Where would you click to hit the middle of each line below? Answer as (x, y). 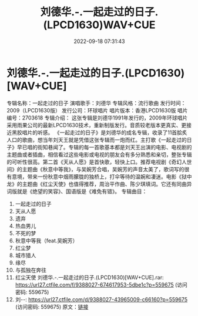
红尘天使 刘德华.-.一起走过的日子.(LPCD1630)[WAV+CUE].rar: (89, 277)
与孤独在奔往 (31, 270)
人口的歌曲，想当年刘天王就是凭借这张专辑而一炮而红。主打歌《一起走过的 (97, 139)
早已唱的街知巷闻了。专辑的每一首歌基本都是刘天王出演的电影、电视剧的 (104, 147)
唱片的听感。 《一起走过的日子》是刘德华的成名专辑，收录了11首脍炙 (105, 132)
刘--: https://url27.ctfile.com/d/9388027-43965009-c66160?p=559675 (101, 299)
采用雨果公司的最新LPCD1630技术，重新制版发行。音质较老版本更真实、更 (97, 125)
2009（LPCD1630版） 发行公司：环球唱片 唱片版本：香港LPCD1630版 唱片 (97, 110)
